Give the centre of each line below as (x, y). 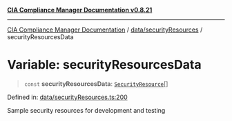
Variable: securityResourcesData (104, 65)
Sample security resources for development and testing (86, 110)
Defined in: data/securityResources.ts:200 (67, 97)
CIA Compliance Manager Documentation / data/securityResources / (105, 30)
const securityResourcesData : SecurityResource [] (96, 84)
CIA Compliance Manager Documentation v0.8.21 (80, 10)
